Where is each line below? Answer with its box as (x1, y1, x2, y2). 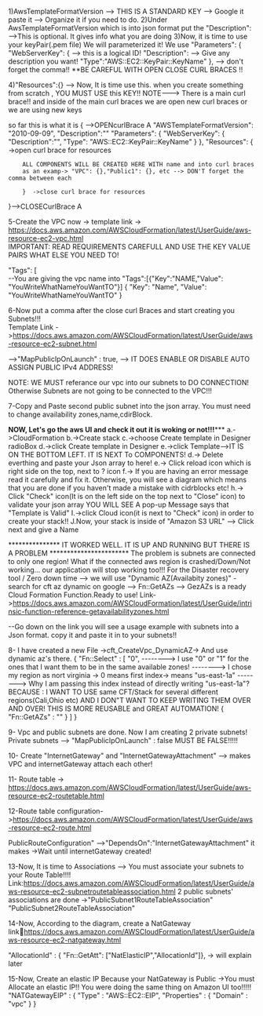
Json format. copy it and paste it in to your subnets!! (8, 631, 177, 639)
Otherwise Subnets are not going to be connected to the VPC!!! (8, 386, 213, 395)
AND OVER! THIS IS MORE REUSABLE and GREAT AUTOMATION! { (8, 704, 225, 713)
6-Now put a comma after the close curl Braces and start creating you (8, 306, 236, 315)
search (8, 582, 31, 591)
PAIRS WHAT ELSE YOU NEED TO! (8, 250, 119, 260)
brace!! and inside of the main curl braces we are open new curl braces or (8, 97, 248, 106)
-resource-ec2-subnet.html (8, 339, 97, 348)
